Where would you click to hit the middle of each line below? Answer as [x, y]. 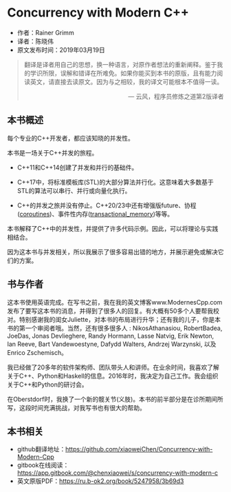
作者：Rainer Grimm [45, 32]
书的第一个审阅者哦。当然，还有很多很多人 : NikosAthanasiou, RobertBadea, [115, 328]
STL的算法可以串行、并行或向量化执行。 [74, 190]
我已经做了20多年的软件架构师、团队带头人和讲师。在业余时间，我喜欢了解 [113, 367]
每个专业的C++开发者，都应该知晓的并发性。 [70, 138]
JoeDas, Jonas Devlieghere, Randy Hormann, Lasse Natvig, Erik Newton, [111, 336]
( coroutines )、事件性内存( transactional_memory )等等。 [95, 214]
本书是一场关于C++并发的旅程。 [53, 152]
